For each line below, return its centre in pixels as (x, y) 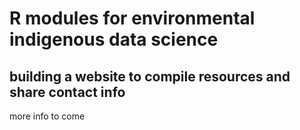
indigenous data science (114, 39)
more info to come (47, 116)
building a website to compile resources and (150, 76)
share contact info (67, 92)
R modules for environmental (132, 18)
